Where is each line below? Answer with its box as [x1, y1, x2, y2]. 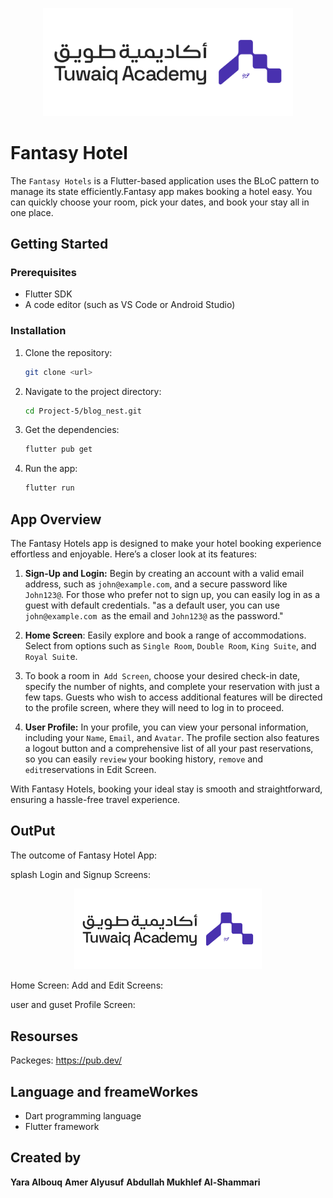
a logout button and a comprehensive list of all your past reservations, [24, 743, 314, 755]
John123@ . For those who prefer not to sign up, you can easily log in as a [24, 589, 321, 601]
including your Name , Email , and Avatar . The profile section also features [24, 732, 320, 744]
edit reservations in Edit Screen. [24, 764, 157, 776]
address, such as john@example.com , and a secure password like [24, 578, 288, 590]
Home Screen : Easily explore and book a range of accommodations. [24, 629, 307, 642]
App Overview [10, 511, 102, 528]
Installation [10, 324, 67, 338]
